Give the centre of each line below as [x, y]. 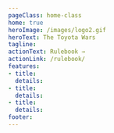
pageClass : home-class [45, 15]
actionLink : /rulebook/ [47, 59]
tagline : [22, 45]
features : [24, 66]
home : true [26, 23]
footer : [21, 117]
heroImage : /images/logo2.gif [57, 30]
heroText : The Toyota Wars [52, 37]
